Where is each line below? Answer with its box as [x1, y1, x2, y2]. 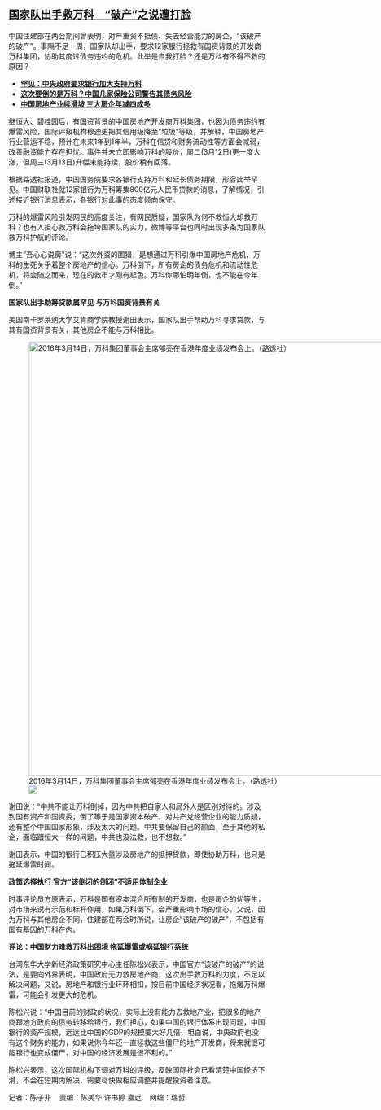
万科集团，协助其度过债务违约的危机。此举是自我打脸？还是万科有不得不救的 [8, 51, 265, 61]
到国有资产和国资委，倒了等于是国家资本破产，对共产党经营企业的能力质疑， [8, 811, 265, 821]
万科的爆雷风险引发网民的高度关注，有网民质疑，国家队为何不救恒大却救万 [8, 212, 258, 221]
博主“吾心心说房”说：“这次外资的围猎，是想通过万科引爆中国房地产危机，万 [8, 249, 261, 259]
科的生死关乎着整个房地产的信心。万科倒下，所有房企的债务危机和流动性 [8, 260, 251, 269]
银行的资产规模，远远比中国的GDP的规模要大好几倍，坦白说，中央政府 [8, 1027, 245, 1037]
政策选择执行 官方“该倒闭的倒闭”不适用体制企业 [8, 876, 169, 886]
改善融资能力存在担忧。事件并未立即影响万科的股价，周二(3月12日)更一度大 [8, 146, 261, 156]
